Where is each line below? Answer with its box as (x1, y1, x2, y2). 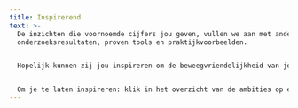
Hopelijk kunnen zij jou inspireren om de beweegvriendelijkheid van (17, 61, 279, 71)
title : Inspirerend (9, 12, 82, 22)
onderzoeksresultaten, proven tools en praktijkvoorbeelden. (17, 37, 248, 47)
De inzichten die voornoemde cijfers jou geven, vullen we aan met (17, 29, 272, 38)
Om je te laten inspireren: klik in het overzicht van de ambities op (17, 85, 284, 94)
